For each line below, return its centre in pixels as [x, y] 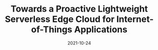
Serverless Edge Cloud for [60, 19]
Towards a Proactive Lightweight [79, 9]
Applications [101, 30]
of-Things [52, 30]
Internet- [135, 19]
